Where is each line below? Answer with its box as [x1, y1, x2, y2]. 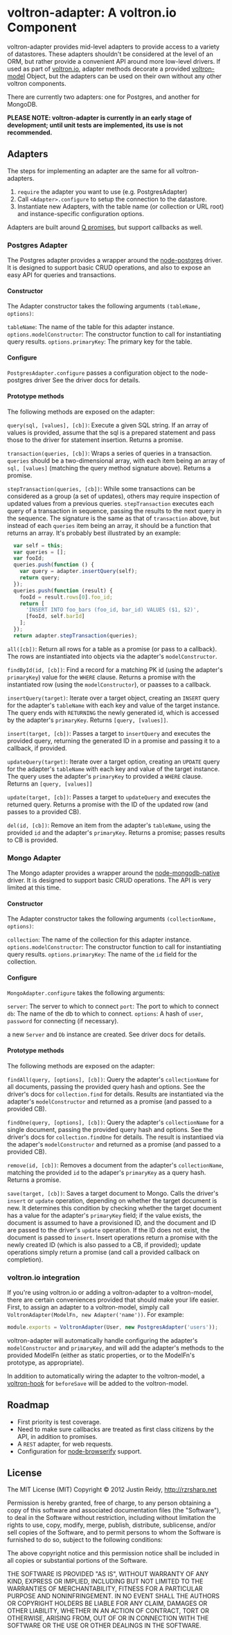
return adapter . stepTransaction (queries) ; [13, 632, 138, 639]
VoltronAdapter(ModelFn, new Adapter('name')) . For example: [7, 1310, 185, 1318]
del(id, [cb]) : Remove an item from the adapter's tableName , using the [7, 821, 211, 829]
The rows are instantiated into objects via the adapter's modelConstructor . [7, 652, 217, 660]
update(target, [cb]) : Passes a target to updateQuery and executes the [7, 793, 211, 801]
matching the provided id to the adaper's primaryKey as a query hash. [7, 1168, 206, 1176]
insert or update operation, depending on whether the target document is [7, 1196, 217, 1205]
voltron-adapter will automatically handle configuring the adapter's [7, 1336, 198, 1345]
